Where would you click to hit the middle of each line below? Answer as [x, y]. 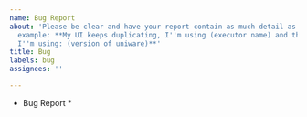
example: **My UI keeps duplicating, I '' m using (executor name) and [153, 35]
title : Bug [30, 52]
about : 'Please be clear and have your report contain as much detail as [153, 27]
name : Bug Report [42, 18]
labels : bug [32, 60]
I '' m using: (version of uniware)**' [90, 43]
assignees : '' [37, 69]
